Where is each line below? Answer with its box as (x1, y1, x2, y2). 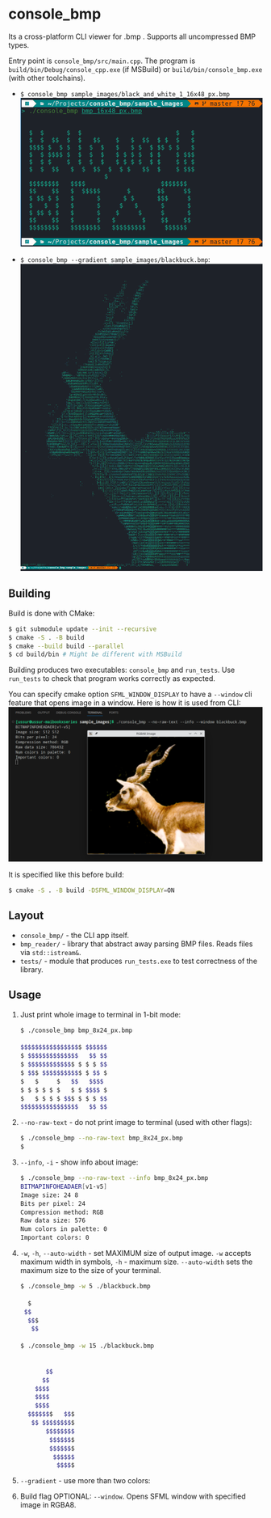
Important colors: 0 (19, 1234, 90, 1242)
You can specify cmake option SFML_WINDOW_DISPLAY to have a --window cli (8, 689, 252, 700)
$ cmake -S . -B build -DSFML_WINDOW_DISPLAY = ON (8, 886, 175, 894)
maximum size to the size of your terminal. (19, 1266, 161, 1275)
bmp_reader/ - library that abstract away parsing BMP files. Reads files (19, 939, 253, 949)
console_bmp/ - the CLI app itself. (19, 930, 129, 940)
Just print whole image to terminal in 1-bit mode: (19, 1009, 181, 1019)
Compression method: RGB (19, 1208, 104, 1216)
